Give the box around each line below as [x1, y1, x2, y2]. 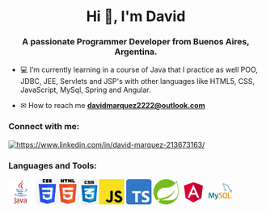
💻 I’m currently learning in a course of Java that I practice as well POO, [19, 65, 259, 75]
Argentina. [114, 46, 158, 57]
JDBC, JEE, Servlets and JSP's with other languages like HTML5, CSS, [19, 77, 255, 86]
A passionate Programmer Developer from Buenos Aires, [22, 36, 250, 48]
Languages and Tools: [8, 161, 97, 172]
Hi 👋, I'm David [86, 7, 186, 26]
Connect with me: [8, 121, 80, 132]
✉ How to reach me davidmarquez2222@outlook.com [19, 101, 205, 111]
